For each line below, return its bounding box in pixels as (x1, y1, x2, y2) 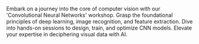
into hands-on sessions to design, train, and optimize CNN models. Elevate (6, 24, 192, 31)
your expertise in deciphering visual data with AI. (6, 31, 128, 38)
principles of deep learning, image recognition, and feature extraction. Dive (6, 18, 193, 25)
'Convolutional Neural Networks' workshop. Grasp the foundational (6, 11, 173, 19)
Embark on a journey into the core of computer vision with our (6, 5, 161, 12)
